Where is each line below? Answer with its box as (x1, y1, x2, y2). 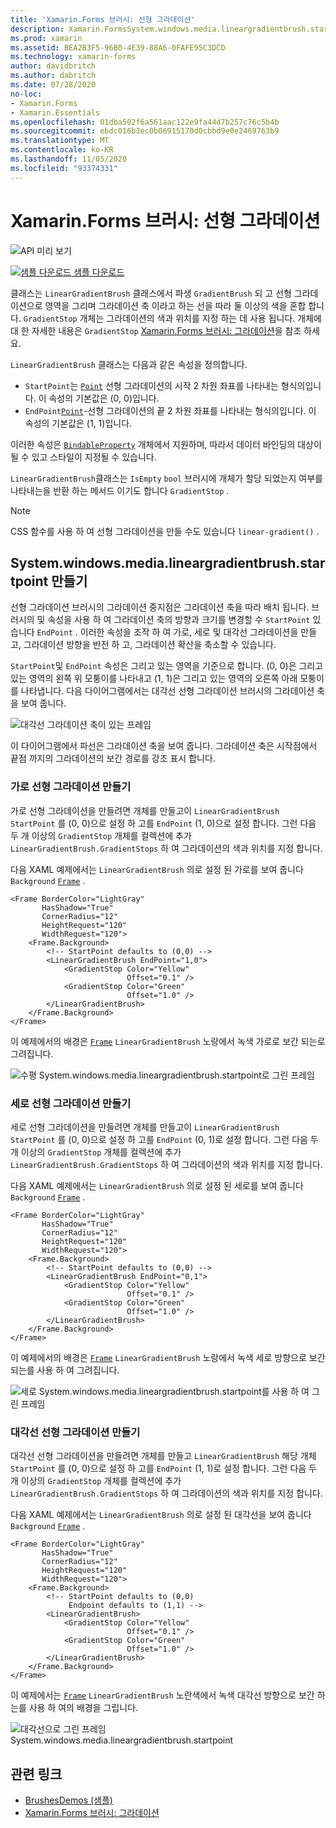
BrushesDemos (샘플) (24, 1794, 113, 1806)
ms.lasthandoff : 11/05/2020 (10, 154, 128, 164)
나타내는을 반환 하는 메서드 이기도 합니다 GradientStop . (10, 484, 230, 496)
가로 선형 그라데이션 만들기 (10, 780, 132, 794)
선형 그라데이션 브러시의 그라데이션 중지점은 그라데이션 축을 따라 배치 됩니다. (10, 601, 310, 613)
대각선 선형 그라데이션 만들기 (10, 1425, 141, 1439)
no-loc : (10, 89, 43, 99)
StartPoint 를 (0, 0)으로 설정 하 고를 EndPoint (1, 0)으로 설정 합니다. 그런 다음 (10, 817, 317, 829)
